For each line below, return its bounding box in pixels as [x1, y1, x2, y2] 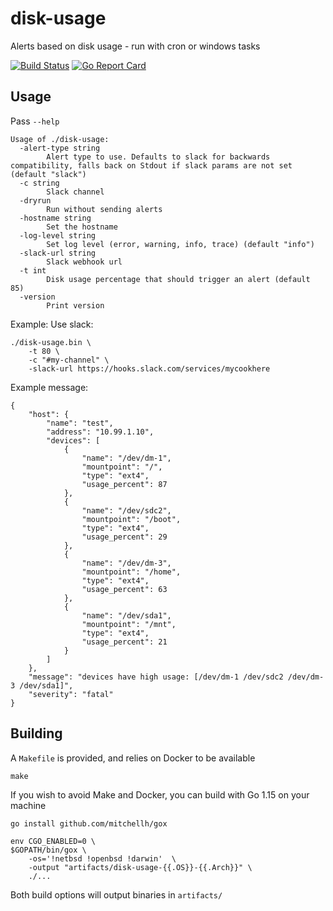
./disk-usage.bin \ [10, 337, 92, 347]
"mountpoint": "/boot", [81, 514, 182, 524]
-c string [19, 178, 60, 188]
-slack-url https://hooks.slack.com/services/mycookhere [28, 363, 271, 374]
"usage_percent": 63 [81, 584, 168, 594]
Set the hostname [46, 222, 118, 232]
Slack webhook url [46, 257, 123, 267]
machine [10, 799, 47, 811]
